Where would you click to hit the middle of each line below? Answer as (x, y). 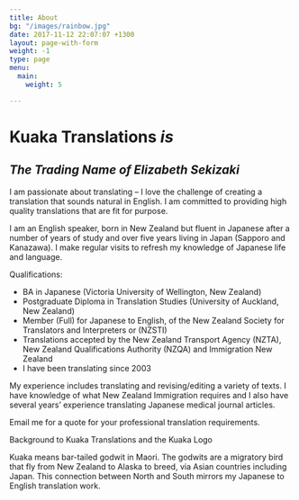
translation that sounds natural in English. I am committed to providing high (148, 201)
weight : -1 (30, 51)
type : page (30, 59)
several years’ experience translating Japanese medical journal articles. (142, 405)
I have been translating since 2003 (86, 368)
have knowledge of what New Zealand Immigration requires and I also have (149, 395)
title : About (34, 18)
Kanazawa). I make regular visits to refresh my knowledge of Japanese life (148, 247)
